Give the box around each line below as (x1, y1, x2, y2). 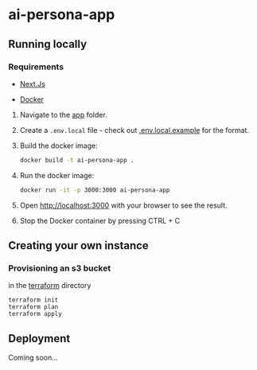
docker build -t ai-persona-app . (19, 156, 134, 164)
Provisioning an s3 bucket (8, 263, 111, 274)
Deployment (8, 332, 71, 345)
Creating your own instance (8, 239, 149, 252)
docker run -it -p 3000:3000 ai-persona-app (19, 185, 170, 194)
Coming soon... (8, 352, 58, 363)
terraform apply (8, 310, 62, 318)
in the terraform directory (8, 281, 92, 290)
